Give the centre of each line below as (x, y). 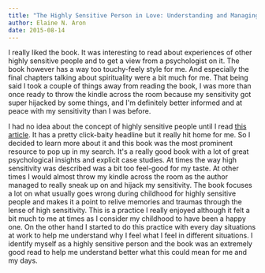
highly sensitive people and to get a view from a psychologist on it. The (124, 61)
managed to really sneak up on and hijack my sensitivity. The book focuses (130, 185)
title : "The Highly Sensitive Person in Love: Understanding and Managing (134, 15)
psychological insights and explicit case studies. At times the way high (123, 160)
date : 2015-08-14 (37, 30)
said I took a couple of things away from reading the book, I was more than (130, 86)
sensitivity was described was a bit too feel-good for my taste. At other (123, 168)
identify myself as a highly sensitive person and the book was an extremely (130, 244)
